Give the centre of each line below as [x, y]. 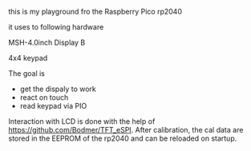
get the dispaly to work [58, 89]
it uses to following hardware [56, 27]
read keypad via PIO [53, 106]
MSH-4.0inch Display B [47, 42]
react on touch [44, 97]
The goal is [27, 74]
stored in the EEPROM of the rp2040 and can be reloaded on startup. [123, 138]
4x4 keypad [28, 58]
